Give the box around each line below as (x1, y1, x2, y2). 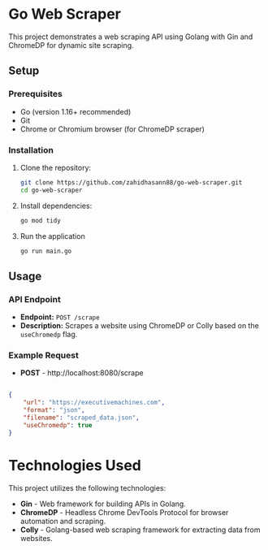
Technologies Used (8, 456, 142, 474)
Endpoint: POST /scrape (19, 312, 100, 322)
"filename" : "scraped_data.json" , (23, 414, 140, 422)
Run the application (19, 231, 85, 240)
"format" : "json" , (23, 406, 85, 414)
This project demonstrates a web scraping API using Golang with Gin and (8, 32, 253, 41)
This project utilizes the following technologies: (8, 483, 166, 492)
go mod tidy (19, 216, 61, 224)
